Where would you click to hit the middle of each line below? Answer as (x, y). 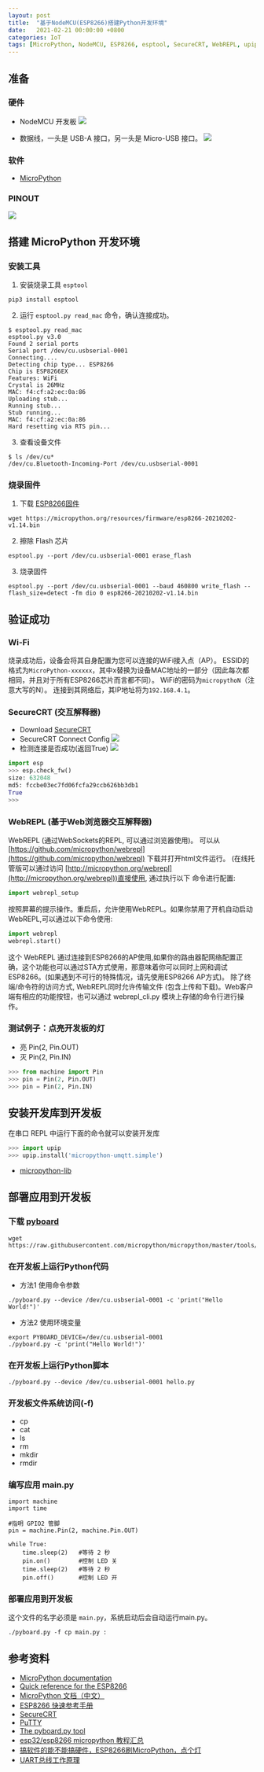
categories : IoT (35, 37)
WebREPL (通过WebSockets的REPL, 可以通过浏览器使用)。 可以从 (114, 840)
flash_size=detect (38, 593)
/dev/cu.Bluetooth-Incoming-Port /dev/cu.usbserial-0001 (103, 464)
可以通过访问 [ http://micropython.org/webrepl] (97, 868)
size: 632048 (29, 778)
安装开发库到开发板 (55, 1113)
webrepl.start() (35, 941)
